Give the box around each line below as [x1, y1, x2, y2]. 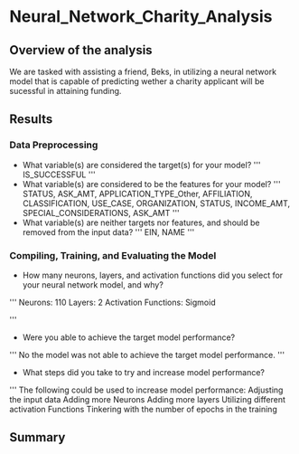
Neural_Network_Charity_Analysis [9, 6, 273, 27]
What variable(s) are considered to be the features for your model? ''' [22, 178, 282, 189]
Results [9, 111, 53, 128]
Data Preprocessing [9, 138, 98, 151]
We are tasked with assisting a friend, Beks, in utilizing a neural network [9, 66, 277, 77]
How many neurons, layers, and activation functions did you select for [22, 270, 284, 280]
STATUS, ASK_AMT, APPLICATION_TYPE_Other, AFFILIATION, [22, 188, 253, 199]
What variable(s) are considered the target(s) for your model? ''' [22, 159, 261, 170]
